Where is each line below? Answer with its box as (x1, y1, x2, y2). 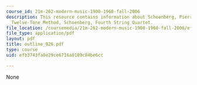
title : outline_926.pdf (6, 42, 64, 47)
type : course (6, 47, 38, 53)
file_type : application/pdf (6, 30, 75, 36)
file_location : (6, 25, 43, 31)
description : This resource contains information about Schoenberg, (6, 14, 177, 20)
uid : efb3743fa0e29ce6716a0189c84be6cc (6, 52, 104, 58)
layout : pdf (6, 36, 35, 42)
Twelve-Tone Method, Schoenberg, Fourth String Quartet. (11, 19, 154, 25)
